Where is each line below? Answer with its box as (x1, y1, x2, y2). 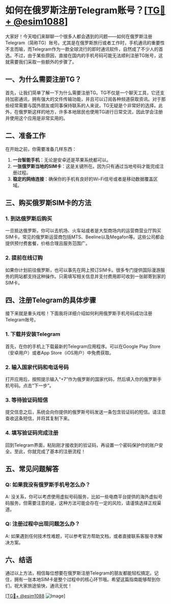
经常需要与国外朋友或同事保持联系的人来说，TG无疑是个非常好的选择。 (9, 102, 159, 108)
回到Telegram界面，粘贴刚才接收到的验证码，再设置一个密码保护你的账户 (5, 442, 159, 448)
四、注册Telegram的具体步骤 (5, 296, 96, 305)
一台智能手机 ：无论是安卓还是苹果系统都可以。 (12, 156, 111, 163)
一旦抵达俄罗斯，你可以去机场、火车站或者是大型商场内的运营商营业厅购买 (5, 228, 161, 234)
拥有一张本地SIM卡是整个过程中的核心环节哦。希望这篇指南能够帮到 (14, 576, 156, 583)
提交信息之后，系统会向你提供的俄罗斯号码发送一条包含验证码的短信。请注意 (5, 409, 166, 415)
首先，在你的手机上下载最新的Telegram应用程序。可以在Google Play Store (5, 343, 161, 349)
